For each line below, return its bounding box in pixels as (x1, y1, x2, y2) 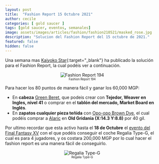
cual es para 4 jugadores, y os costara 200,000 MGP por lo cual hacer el (5, 135, 152, 141)
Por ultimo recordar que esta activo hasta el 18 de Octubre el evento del (5, 125, 150, 131)
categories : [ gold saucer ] (5, 21, 65, 26)
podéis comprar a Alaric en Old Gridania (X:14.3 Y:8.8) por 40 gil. (12, 115, 146, 121)
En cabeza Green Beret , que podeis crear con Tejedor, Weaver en (12, 94, 146, 100)
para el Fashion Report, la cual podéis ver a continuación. (5, 62, 121, 68)
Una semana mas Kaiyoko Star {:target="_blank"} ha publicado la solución (5, 57, 154, 63)
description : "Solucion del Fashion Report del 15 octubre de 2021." (5, 35, 150, 40)
